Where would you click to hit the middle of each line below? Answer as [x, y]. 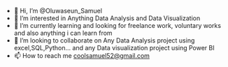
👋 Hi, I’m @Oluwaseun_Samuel [58, 11]
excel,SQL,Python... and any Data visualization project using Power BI [114, 48]
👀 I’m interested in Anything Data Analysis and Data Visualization [107, 18]
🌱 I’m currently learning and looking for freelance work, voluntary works [117, 25]
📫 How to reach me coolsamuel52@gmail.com [82, 55]
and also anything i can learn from [63, 33]
